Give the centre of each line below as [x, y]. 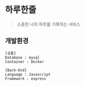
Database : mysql [22, 57]
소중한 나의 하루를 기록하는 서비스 [49, 24]
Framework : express [26, 79]
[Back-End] [16, 70]
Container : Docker [25, 62]
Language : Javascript [28, 74]
